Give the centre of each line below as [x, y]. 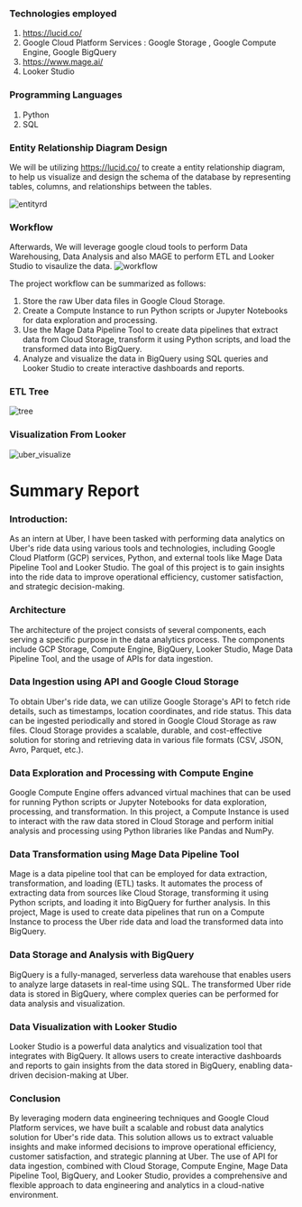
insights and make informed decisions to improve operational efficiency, [143, 1147]
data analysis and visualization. [67, 1003]
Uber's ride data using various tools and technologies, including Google [142, 548]
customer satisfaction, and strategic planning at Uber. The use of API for [144, 1156]
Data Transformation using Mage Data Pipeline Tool [124, 854]
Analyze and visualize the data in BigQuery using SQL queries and [145, 358]
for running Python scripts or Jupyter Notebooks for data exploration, [138, 803]
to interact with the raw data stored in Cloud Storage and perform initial [142, 822]
